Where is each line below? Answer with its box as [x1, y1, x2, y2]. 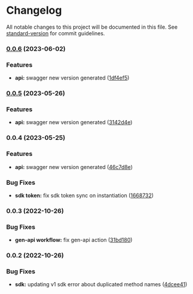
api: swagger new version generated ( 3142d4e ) [14, 119, 133, 126]
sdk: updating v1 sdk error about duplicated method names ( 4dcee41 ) [14, 281, 188, 288]
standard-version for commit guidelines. [6, 29, 105, 36]
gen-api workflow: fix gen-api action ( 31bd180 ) [14, 237, 133, 244]
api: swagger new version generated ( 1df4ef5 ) [14, 74, 130, 81]
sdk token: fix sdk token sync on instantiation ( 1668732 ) [14, 192, 154, 199]
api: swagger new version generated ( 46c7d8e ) [14, 163, 133, 170]
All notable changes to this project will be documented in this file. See [6, 23, 178, 30]
